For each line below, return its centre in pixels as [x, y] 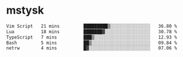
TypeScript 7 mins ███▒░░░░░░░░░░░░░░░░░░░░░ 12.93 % [92, 37]
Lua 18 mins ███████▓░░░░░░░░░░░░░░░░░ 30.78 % [92, 31]
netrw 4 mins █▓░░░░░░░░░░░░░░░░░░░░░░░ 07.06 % [92, 48]
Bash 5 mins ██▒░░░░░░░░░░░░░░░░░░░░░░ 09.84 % [92, 43]
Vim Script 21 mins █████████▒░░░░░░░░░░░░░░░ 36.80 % [92, 26]
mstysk [25, 10]
